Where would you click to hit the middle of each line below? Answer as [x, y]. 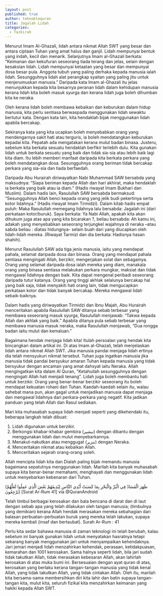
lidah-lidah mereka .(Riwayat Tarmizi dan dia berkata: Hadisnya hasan [75, 235]
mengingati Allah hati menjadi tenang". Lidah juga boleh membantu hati [76, 377]
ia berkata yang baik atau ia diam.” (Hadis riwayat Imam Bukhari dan [73, 188]
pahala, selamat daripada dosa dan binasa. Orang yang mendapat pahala [78, 254]
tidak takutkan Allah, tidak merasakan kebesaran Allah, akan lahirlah [73, 557]
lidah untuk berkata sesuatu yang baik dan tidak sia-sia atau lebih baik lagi [80, 153]
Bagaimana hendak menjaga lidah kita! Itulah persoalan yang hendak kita [78, 340]
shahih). [13, 240]
